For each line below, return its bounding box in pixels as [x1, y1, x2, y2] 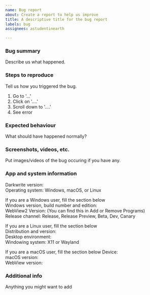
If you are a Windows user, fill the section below [5, 197, 105, 203]
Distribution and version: [5, 228, 57, 234]
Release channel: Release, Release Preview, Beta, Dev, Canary [5, 213, 136, 219]
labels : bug [5, 21, 30, 27]
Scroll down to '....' [12, 103, 52, 109]
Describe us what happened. [5, 59, 66, 65]
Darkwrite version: [5, 181, 44, 188]
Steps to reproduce [5, 71, 54, 79]
